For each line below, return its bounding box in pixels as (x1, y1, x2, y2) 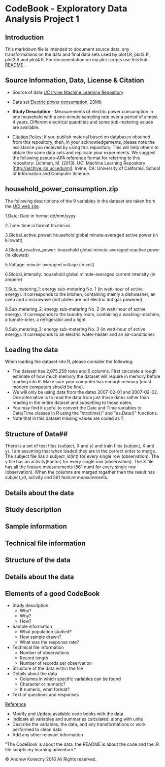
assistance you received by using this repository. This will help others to (12, 144, 159, 150)
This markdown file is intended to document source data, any (5, 46, 130, 52)
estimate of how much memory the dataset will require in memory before (12, 373, 161, 379)
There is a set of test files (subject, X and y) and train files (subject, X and (5, 443, 155, 449)
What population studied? (19, 629, 72, 635)
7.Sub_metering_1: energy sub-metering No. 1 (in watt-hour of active (5, 286, 143, 292)
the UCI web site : (5, 203, 40, 209)
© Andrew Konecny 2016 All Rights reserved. (5, 756, 97, 762)
